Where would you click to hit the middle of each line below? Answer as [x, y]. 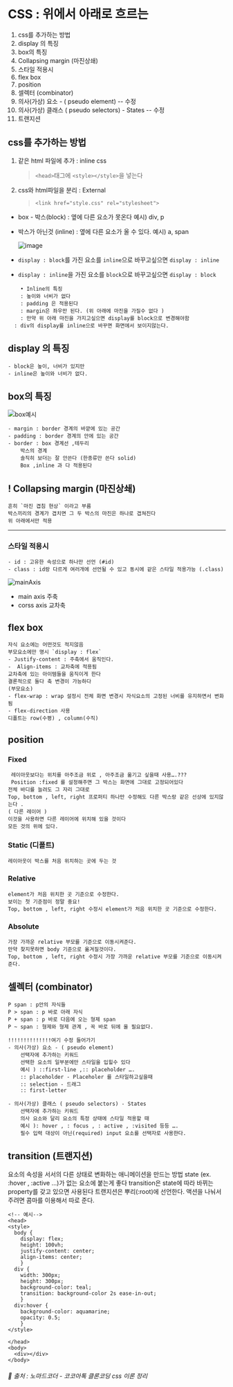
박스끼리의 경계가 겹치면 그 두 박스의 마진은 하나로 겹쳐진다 [82, 514]
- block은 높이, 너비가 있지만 [46, 366]
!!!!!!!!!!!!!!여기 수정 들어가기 [52, 1040]
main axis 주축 [38, 597]
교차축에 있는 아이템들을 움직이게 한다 [54, 674]
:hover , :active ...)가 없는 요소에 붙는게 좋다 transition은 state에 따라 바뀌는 [111, 1183]
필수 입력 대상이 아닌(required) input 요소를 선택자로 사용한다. [103, 1133]
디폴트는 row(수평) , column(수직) [53, 718]
